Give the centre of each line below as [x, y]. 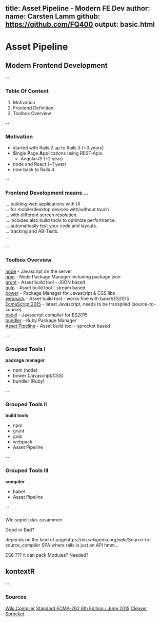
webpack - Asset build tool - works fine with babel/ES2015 [67, 298]
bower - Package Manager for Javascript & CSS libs [60, 293]
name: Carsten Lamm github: [53, 17]
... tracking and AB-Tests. [32, 231]
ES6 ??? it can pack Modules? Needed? [47, 555]
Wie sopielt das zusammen [34, 520]
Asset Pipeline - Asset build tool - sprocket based [58, 326]
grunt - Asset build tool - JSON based [45, 282]
